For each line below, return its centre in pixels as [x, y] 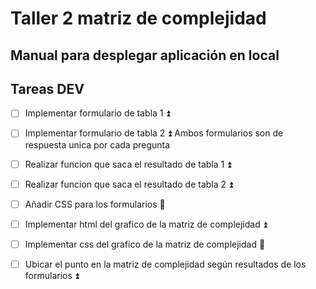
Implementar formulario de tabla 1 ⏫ [97, 113]
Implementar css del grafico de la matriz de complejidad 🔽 [145, 244]
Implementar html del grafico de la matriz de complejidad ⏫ [146, 224]
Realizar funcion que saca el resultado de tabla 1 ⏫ [128, 164]
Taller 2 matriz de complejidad [138, 18]
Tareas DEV [47, 88]
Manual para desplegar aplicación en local [145, 55]
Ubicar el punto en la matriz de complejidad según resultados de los [165, 264]
